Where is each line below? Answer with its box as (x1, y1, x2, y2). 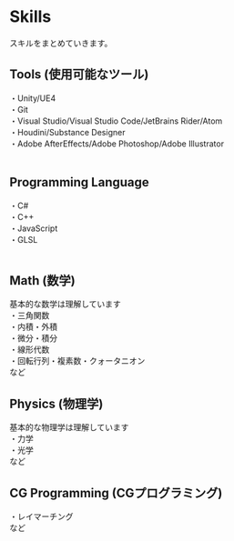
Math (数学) (9, 273, 76, 288)
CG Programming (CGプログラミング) (9, 485, 223, 501)
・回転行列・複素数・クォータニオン (9, 356, 146, 366)
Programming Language (9, 175, 150, 190)
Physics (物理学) (9, 396, 104, 411)
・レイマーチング (9, 511, 74, 522)
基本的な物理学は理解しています (9, 422, 129, 433)
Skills (9, 6, 52, 27)
